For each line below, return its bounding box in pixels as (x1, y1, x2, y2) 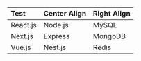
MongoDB (92, 32, 126, 40)
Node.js (43, 21, 69, 29)
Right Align (92, 9, 131, 18)
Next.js (10, 32, 33, 40)
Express (43, 32, 70, 40)
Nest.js (43, 42, 67, 52)
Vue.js (10, 42, 31, 52)
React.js (10, 21, 37, 29)
